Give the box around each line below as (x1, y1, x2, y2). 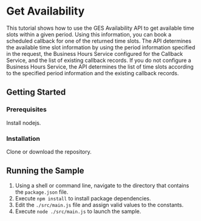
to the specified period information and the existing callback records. (6, 69, 179, 76)
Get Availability (6, 4, 85, 18)
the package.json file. (15, 188, 69, 195)
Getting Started (6, 87, 66, 98)
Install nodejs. (6, 119, 41, 126)
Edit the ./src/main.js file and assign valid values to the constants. (15, 201, 184, 208)
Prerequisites (6, 105, 47, 114)
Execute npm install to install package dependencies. (15, 194, 151, 202)
